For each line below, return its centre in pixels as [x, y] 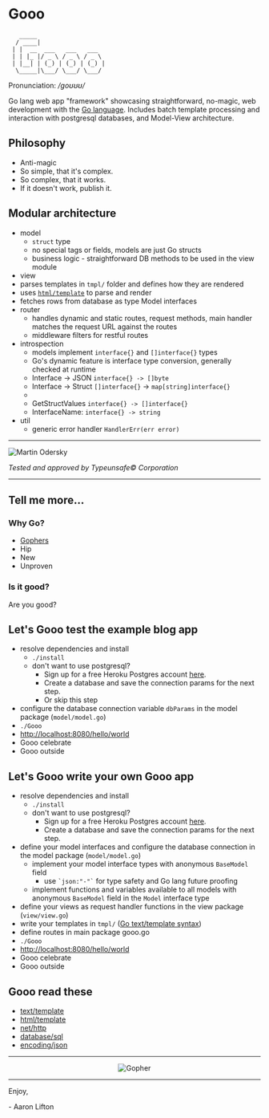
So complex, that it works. [63, 179]
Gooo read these [51, 992]
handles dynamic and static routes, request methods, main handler [142, 318]
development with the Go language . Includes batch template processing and [134, 109]
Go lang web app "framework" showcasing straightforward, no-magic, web [132, 100]
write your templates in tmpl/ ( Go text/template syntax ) [110, 924]
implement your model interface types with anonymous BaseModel [140, 864]
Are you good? [33, 604]
